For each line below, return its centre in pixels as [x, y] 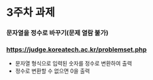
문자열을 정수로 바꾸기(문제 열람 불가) [57, 33]
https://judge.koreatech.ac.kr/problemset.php [76, 50]
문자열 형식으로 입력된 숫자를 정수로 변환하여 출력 [73, 64]
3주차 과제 [31, 12]
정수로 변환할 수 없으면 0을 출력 [52, 71]
